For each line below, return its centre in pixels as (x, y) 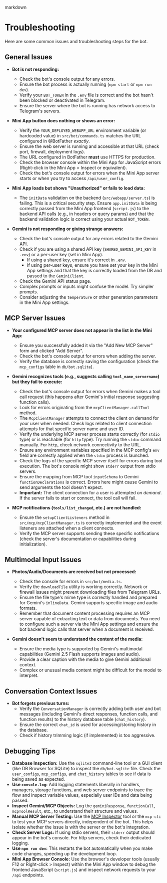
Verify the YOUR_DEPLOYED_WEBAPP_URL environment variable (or (83, 130)
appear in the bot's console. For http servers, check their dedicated (81, 838)
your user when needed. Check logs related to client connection (85, 423)
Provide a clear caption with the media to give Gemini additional (85, 659)
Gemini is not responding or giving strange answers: (67, 229)
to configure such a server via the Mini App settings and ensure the (89, 624)
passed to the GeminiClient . (56, 276)
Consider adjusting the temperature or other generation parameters (88, 297)
